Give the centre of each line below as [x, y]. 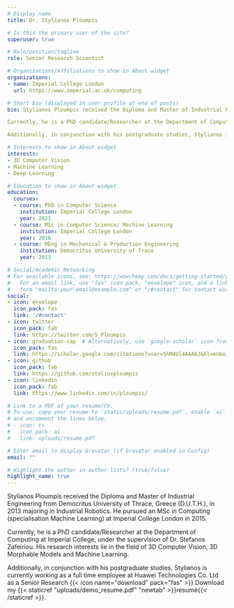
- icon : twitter [31, 322]
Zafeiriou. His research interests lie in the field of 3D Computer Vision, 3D [112, 547]
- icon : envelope [32, 302]
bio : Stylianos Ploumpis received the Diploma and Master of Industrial [115, 110]
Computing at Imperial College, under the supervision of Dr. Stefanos [106, 540]
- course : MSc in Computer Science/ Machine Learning [93, 225]
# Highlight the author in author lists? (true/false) [88, 470]
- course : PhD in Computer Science [65, 206]
